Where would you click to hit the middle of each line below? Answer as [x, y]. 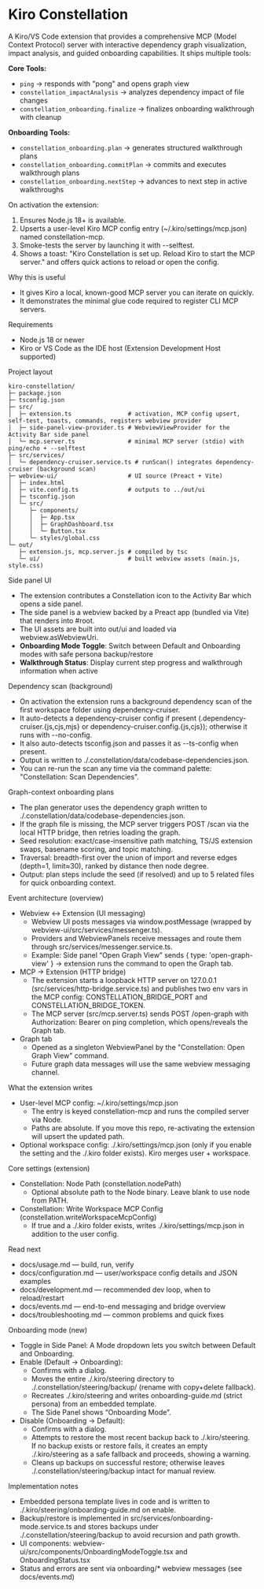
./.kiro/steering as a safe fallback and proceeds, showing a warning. [141, 1454]
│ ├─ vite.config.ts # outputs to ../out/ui [107, 489]
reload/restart [42, 1297]
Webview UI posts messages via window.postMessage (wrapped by [141, 921]
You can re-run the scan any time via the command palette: [115, 768]
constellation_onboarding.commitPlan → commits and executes [123, 164]
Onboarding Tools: [39, 132]
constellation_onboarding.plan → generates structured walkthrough [131, 147]
